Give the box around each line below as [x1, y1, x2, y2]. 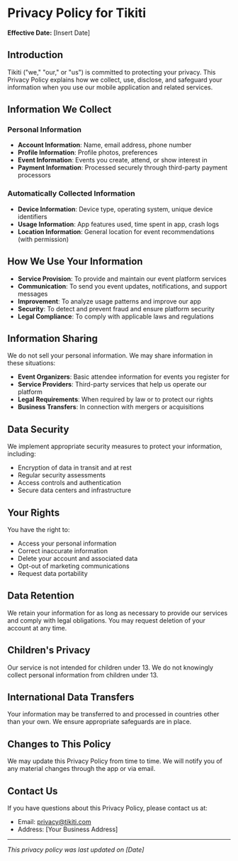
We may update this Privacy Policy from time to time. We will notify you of [7, 757, 223, 765]
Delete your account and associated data [17, 554, 138, 562]
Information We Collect [7, 104, 112, 116]
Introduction [7, 49, 64, 61]
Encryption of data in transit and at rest [17, 463, 132, 472]
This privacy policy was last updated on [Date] [7, 845, 144, 854]
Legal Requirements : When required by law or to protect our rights [17, 395, 214, 404]
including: [7, 450, 37, 458]
